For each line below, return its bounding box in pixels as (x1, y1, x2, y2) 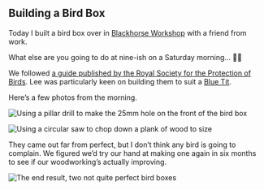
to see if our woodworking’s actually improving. (8, 157, 167, 166)
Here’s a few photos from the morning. (8, 93, 138, 102)
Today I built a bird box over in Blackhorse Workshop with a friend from (8, 28, 247, 37)
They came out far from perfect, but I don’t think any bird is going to (8, 140, 236, 149)
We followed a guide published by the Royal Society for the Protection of (8, 68, 252, 78)
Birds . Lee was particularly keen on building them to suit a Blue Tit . (8, 76, 232, 86)
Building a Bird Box (8, 6, 106, 20)
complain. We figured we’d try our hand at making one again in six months (8, 148, 257, 158)
